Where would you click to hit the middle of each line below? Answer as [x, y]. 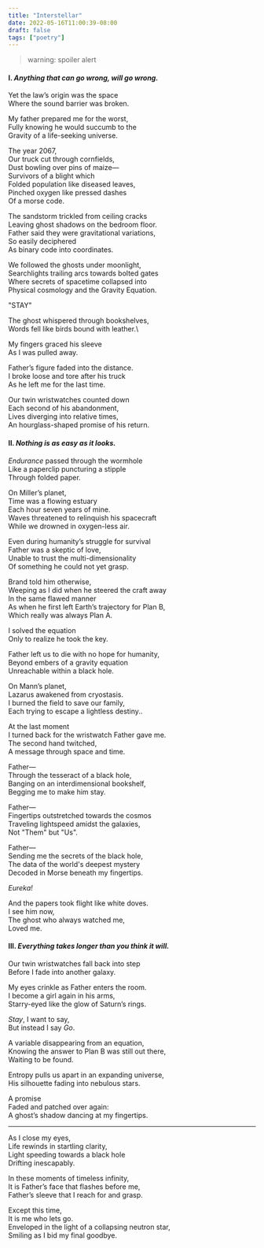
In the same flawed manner [52, 598]
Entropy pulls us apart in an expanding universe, [86, 1075]
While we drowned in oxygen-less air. [69, 526]
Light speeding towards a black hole [67, 1154]
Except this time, [35, 1210]
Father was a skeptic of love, [55, 550]
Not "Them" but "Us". [43, 832]
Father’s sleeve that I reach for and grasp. [75, 1194]
